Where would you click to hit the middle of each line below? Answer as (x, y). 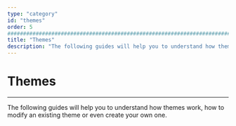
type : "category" (33, 14)
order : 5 (20, 27)
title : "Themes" (31, 40)
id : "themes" (26, 20)
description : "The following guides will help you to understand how (111, 46)
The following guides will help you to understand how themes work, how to (116, 107)
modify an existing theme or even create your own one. (87, 115)
